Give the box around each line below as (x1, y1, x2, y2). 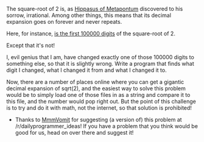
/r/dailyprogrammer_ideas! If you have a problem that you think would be (15, 122, 198, 130)
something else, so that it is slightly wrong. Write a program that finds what (6, 60, 195, 67)
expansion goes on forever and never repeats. (6, 18, 122, 25)
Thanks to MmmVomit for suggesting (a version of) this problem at (15, 116, 182, 123)
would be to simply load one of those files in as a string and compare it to (6, 91, 191, 98)
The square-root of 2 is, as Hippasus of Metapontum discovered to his (6, 5, 183, 12)
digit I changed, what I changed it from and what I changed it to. (6, 66, 167, 74)
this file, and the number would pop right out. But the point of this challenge (6, 98, 196, 105)
